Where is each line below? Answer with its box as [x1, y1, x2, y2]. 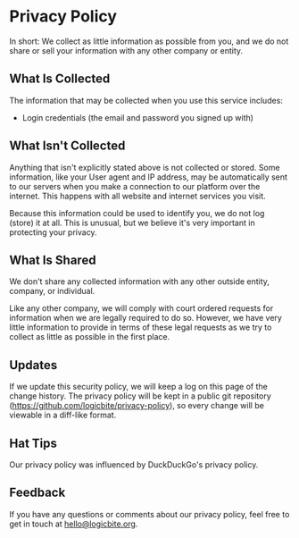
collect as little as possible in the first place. [9, 332, 170, 342]
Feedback [9, 485, 66, 500]
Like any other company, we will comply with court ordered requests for [9, 303, 274, 314]
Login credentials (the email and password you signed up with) [21, 112, 254, 122]
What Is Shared [9, 252, 96, 267]
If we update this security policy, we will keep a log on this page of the [9, 382, 268, 392]
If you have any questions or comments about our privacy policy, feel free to [9, 509, 290, 519]
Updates [9, 357, 58, 373]
